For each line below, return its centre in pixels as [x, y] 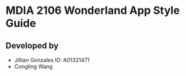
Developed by [32, 46]
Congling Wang [33, 66]
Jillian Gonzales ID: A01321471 [52, 60]
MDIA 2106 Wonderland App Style [93, 11]
